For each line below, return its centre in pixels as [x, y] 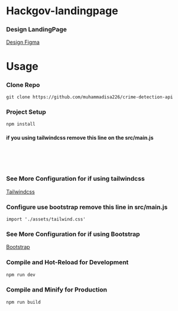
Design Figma [23, 42]
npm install [21, 124]
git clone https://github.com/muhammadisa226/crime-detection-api [90, 97]
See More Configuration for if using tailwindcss [75, 179]
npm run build [24, 302]
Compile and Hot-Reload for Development [67, 262]
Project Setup [26, 112]
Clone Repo [23, 85]
